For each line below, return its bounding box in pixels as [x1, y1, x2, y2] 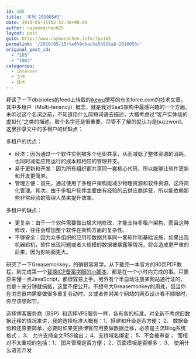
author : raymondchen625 [6, 25, 64, 31]
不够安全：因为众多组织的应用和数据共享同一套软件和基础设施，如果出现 [14, 234, 189, 241]
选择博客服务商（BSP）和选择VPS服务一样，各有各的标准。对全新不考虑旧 [6, 310, 185, 317]
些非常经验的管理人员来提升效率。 [14, 194, 97, 201]
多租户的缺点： [6, 207, 42, 214]
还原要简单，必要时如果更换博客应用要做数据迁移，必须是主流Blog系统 [16, 324, 186, 331]
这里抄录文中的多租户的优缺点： [6, 125, 83, 132]
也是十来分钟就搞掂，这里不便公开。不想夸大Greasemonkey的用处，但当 [6, 283, 181, 290]
